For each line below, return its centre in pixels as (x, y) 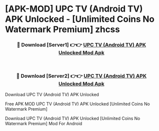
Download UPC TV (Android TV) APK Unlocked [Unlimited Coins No (73, 118)
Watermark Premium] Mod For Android (44, 123)
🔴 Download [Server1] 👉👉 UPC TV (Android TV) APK (81, 45)
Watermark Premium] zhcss (63, 29)
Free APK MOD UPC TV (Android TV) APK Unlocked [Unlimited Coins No (78, 104)
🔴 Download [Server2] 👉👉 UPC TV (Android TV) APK (81, 76)
